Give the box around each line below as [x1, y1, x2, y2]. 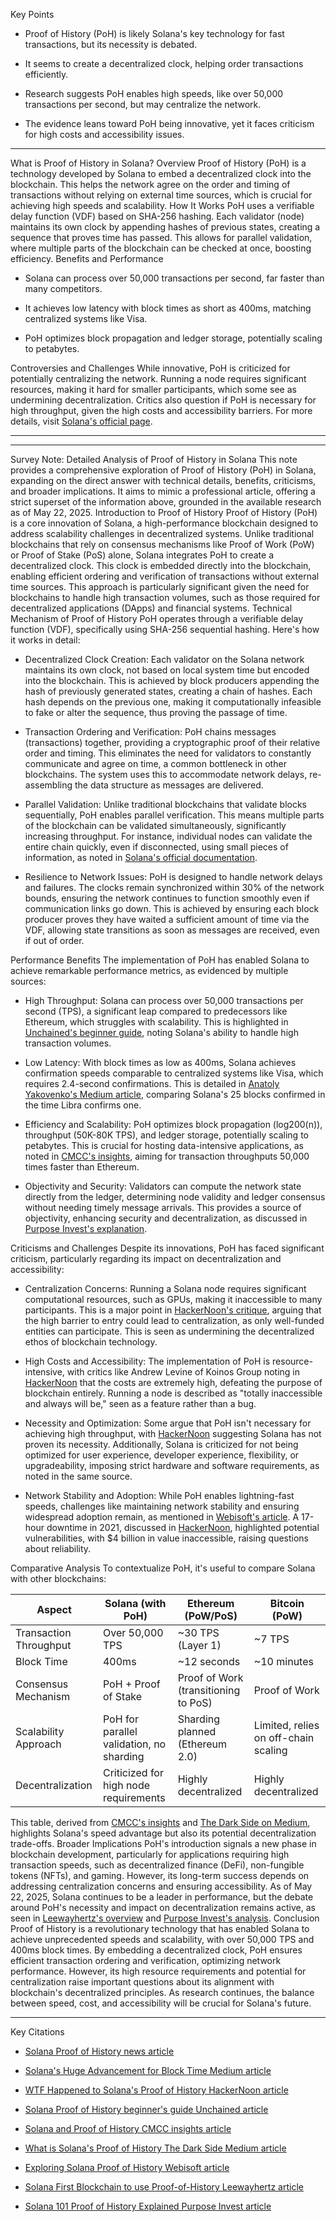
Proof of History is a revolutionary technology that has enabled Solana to [10, 1923, 310, 1934]
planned [177, 1725, 217, 1738]
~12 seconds [177, 1655, 241, 1668]
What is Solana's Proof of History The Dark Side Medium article [24, 2142, 287, 2154]
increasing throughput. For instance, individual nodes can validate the [24, 830, 313, 842]
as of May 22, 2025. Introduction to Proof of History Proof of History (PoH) [10, 507, 318, 518]
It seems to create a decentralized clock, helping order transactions [24, 58, 304, 69]
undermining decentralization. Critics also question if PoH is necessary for [10, 394, 317, 406]
